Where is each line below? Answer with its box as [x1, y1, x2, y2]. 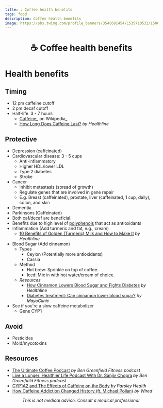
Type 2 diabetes [19, 169, 52, 175]
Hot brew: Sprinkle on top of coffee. [26, 267, 98, 273]
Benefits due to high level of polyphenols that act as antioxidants [12, 220, 142, 226]
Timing [5, 88, 27, 96]
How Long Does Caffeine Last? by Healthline [19, 121, 109, 127]
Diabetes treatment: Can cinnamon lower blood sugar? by [26, 293, 142, 299]
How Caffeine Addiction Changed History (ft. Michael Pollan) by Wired [12, 388, 153, 394]
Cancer [12, 179, 27, 185]
